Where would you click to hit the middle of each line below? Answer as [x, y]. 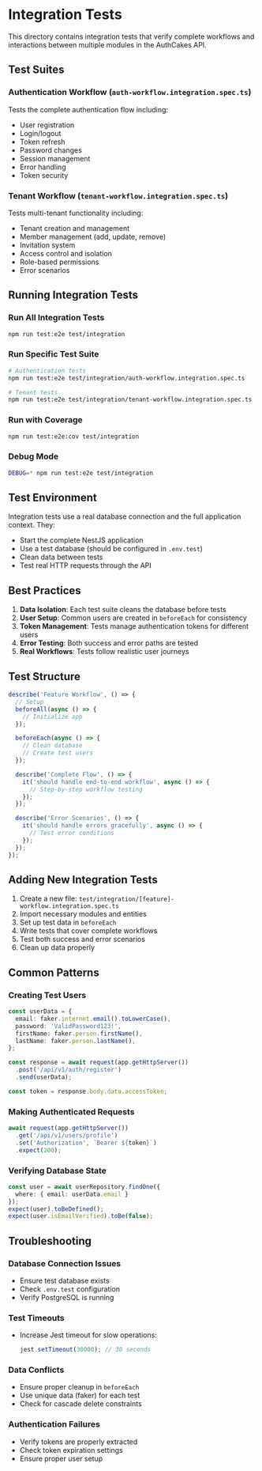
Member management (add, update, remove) [93, 236]
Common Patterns [54, 972]
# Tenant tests [33, 392]
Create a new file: [48, 898]
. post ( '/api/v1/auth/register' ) [69, 1070]
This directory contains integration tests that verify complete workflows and [131, 36]
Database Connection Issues [65, 1263]
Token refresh [42, 142]
